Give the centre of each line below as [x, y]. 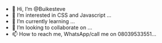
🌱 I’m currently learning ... [43, 21]
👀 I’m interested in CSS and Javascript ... [61, 15]
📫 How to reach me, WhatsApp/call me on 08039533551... [84, 34]
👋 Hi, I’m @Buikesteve [39, 9]
